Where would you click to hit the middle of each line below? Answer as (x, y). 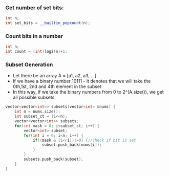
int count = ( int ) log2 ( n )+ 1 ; (36, 52)
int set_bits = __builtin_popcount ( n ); (48, 23)
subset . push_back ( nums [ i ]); (72, 145)
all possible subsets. (34, 97)
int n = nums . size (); (37, 112)
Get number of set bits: (35, 8)
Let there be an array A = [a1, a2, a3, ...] (54, 76)
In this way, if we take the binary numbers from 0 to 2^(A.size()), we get (88, 92)
